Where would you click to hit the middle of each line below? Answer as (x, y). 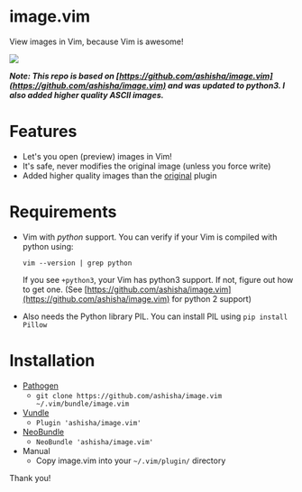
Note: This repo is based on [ (64, 76)
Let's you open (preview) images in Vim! (97, 156)
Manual (37, 451)
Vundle (36, 413)
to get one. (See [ (55, 289)
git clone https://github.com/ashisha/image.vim (129, 396)
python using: (48, 246)
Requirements (63, 212)
